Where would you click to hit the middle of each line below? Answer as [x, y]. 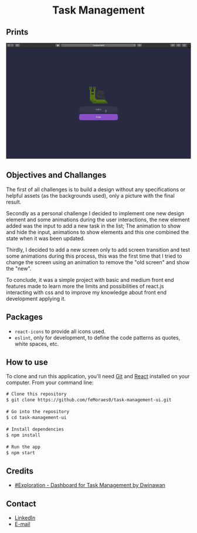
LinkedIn [25, 518]
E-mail [22, 524]
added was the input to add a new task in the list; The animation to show [94, 226]
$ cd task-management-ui [36, 418]
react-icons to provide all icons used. [60, 331]
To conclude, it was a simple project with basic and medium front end [90, 279]
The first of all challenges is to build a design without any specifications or [96, 189]
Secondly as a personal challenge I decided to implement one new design [95, 213]
